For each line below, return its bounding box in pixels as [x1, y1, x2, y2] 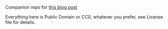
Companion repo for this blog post [5, 4, 77, 10]
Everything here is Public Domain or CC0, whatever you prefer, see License [5, 14, 163, 19]
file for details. [5, 19, 36, 25]
